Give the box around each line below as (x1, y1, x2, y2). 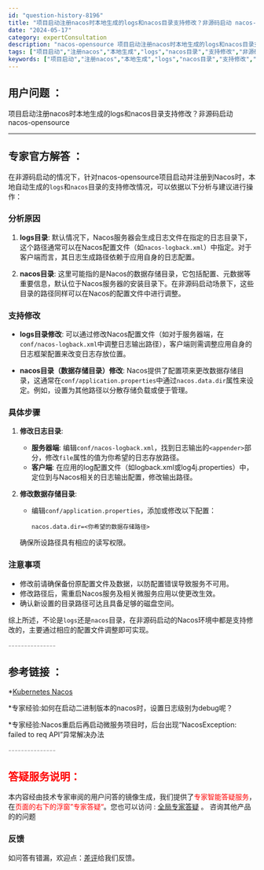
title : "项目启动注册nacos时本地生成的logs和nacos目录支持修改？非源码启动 (8, 19, 232, 27)
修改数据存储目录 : (19, 489, 77, 499)
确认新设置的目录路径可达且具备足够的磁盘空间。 (19, 598, 178, 608)
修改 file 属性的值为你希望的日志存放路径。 (45, 453, 184, 462)
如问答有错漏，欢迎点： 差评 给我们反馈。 (8, 853, 139, 862)
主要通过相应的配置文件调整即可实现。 (28, 625, 153, 634)
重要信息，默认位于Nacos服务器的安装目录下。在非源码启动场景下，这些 (19, 278, 254, 288)
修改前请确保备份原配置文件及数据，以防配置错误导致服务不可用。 (19, 578, 233, 588)
